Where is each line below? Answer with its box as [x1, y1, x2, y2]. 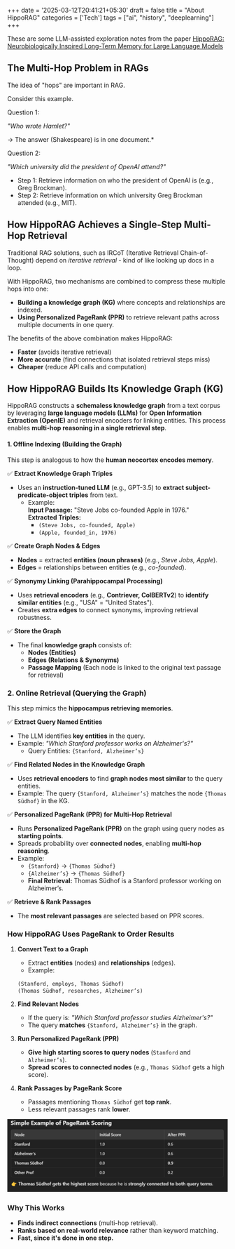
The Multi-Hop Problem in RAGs [7, 62, 149, 74]
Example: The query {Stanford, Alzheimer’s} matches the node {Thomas [17, 789, 227, 798]
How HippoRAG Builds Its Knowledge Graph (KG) [7, 383, 224, 395]
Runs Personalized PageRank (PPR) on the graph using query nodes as [17, 824, 225, 833]
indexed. [17, 305, 43, 314]
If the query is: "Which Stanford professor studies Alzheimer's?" [27, 1014, 213, 1022]
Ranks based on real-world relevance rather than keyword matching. [17, 1227, 219, 1235]
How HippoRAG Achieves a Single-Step [7, 219, 183, 231]
